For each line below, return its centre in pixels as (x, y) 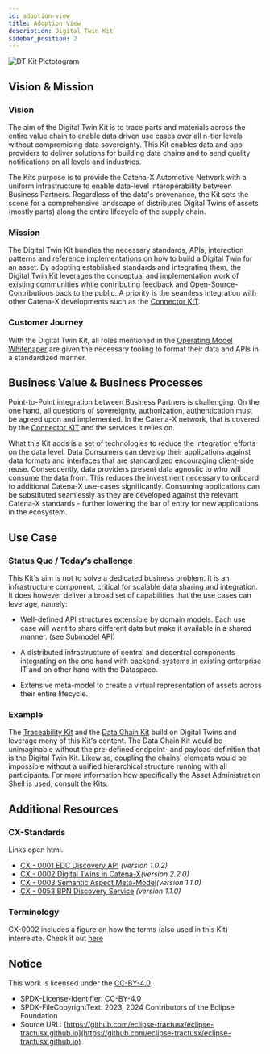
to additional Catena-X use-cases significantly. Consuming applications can (134, 486)
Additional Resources (63, 809)
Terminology (34, 912)
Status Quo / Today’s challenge (71, 561)
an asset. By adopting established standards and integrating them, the (125, 267)
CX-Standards (37, 832)
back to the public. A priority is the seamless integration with (156, 293)
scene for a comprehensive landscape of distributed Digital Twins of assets (134, 203)
